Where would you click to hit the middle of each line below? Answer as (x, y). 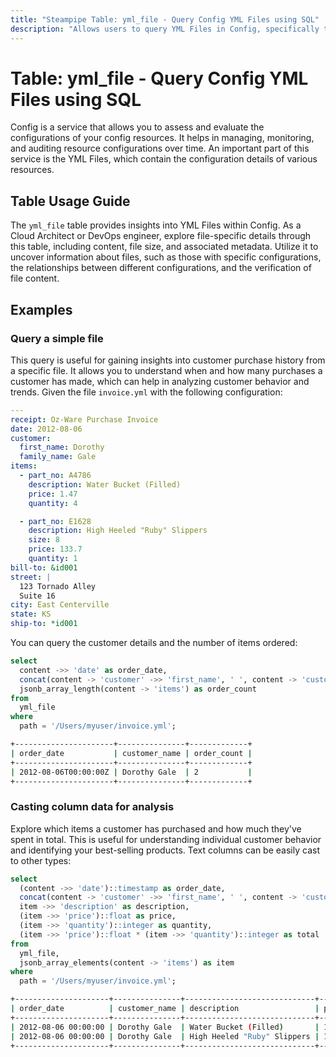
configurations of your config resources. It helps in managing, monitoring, (162, 138)
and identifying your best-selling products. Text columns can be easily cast (165, 850)
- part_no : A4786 (55, 476)
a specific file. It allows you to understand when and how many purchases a (166, 370)
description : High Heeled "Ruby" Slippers (118, 531)
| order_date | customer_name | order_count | (131, 753)
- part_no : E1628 (55, 521)
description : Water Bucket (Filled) (105, 484)
